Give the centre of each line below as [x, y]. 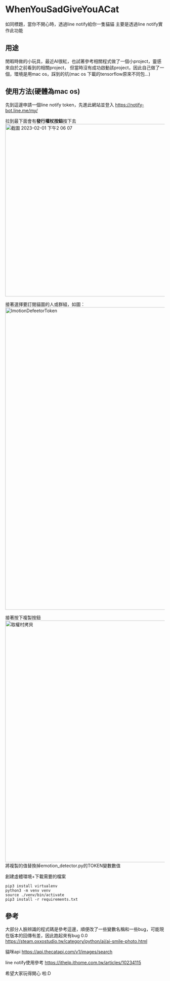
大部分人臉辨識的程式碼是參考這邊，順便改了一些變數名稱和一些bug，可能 [82, 929]
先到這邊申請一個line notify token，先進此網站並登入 [60, 105]
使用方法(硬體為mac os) [43, 92]
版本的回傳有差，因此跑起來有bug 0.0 [49, 936]
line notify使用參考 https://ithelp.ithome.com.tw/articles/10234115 [73, 963]
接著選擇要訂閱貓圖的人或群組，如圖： [45, 304]
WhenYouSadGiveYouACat [62, 9]
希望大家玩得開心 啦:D [28, 973]
